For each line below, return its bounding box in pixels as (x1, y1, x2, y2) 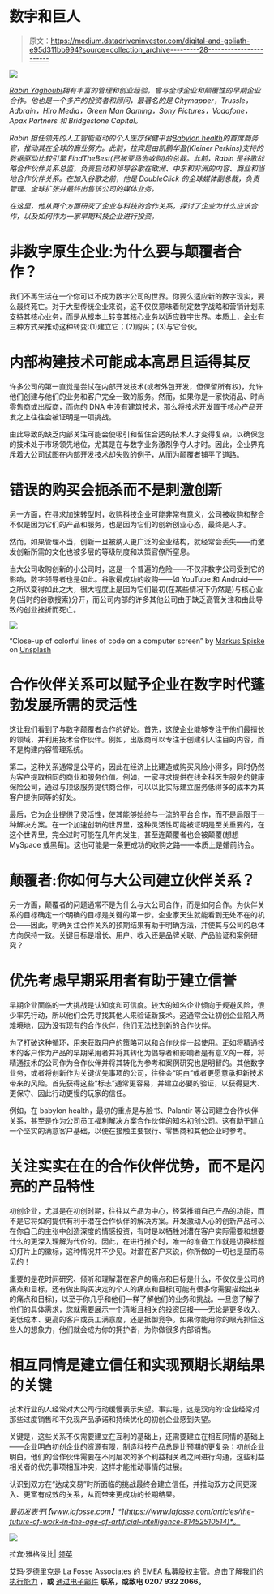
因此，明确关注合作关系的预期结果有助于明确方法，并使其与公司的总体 (30, 920, 265, 930)
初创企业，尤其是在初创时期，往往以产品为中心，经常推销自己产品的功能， (9, 1205, 258, 1215)
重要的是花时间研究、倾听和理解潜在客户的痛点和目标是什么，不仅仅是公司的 (9, 1274, 265, 1283)
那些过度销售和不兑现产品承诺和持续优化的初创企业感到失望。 (9, 1415, 216, 1424)
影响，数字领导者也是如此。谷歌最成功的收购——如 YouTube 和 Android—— (9, 574, 263, 584)
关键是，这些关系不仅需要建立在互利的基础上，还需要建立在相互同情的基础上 (9, 1432, 265, 1441)
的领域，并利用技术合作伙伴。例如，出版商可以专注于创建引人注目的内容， (9, 734, 258, 744)
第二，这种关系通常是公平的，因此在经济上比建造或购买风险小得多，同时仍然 (9, 762, 265, 771)
